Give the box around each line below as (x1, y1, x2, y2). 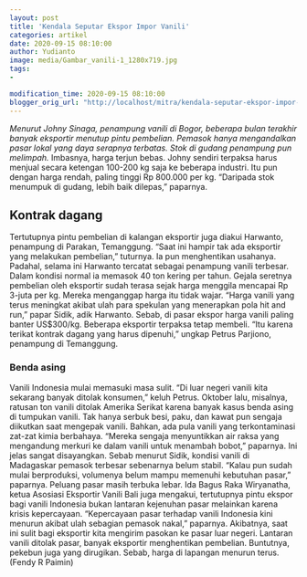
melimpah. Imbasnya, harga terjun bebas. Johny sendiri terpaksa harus (9, 152, 278, 163)
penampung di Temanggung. (9, 339, 119, 350)
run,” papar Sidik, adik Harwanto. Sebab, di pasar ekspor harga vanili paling (9, 309, 294, 320)
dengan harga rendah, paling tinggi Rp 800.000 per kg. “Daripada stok (9, 171, 275, 183)
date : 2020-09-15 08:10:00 (9, 38, 112, 48)
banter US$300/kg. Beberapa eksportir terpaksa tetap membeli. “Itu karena (9, 319, 294, 330)
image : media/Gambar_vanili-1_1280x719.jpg (9, 56, 178, 65)
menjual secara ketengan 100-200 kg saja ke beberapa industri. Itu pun (9, 162, 278, 173)
